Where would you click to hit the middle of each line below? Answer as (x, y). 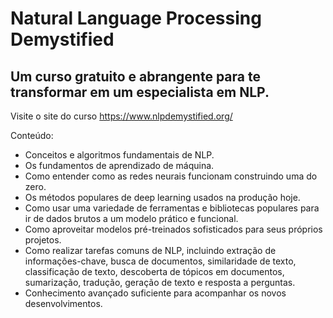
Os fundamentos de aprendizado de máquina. (119, 165)
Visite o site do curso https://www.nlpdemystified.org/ (121, 116)
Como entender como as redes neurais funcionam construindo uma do (171, 176)
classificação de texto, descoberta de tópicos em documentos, (154, 271)
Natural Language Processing (136, 18)
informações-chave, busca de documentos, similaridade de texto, (160, 261)
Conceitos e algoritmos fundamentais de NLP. (119, 155)
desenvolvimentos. (63, 303)
